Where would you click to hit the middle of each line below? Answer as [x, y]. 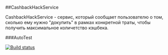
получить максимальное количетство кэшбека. [57, 28]
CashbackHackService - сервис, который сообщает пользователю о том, [84, 17]
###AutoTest [19, 38]
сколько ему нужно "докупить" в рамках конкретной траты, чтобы [78, 22]
